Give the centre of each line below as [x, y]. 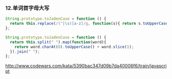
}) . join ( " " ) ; [25, 52]
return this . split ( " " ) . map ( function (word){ [58, 42]
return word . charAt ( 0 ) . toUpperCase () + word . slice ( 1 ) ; [74, 47]
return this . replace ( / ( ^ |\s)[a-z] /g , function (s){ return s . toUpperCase [89, 24]
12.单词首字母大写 [27, 8]
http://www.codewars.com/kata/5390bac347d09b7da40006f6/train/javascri [86, 66]
